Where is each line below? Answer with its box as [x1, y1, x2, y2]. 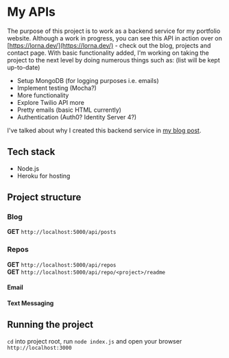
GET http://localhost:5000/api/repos [7, 260, 117, 268]
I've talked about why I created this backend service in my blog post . [7, 126, 202, 134]
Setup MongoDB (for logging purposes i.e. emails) [16, 76, 159, 84]
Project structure [7, 191, 82, 203]
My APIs [7, 4, 56, 20]
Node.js [16, 164, 40, 172]
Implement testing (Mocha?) [16, 84, 97, 92]
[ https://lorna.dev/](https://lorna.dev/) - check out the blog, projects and [7, 41, 211, 49]
